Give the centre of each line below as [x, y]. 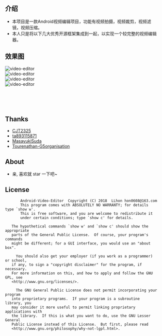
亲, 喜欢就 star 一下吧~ [35, 174]
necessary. [16, 269]
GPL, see [14, 278]
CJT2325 [22, 131]
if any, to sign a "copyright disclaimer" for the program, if [77, 265]
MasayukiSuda [27, 141]
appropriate [17, 231]
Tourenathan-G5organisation [41, 146]
